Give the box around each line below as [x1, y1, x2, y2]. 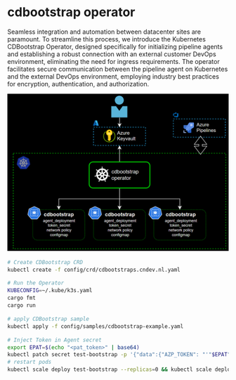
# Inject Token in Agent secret [7, 336, 102, 343]
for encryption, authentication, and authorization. [7, 79, 150, 88]
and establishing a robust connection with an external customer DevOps [7, 50, 216, 58]
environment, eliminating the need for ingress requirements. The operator [7, 57, 220, 65]
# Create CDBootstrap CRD [7, 258, 83, 266]
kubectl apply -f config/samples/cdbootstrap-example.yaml [7, 322, 184, 330]
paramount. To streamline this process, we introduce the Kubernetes [7, 34, 206, 43]
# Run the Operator [7, 280, 65, 287]
